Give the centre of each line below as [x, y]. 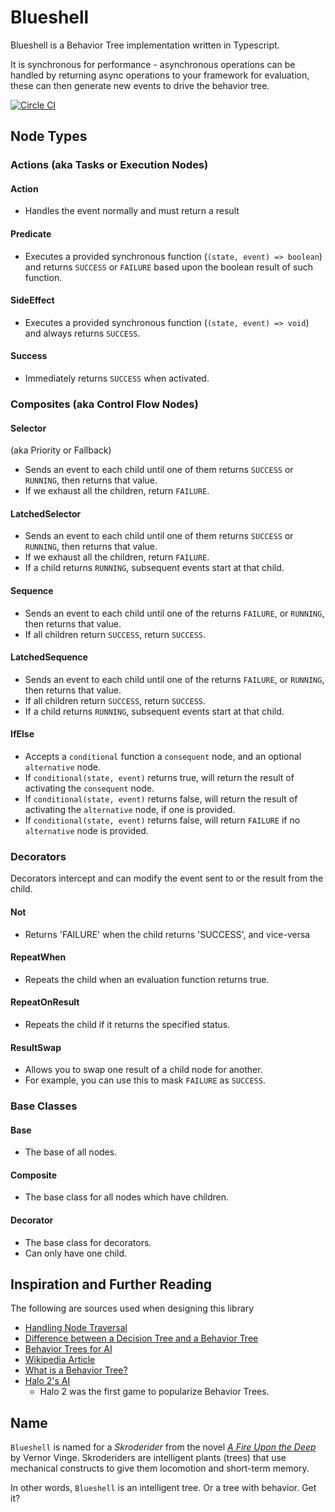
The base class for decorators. [88, 1242]
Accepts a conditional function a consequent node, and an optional [163, 756]
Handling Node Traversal [76, 1328]
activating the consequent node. [89, 788]
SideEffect [32, 300]
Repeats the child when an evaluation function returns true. [147, 979]
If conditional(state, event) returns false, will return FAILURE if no [162, 820]
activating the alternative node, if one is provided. [130, 809]
